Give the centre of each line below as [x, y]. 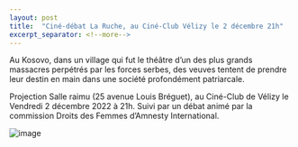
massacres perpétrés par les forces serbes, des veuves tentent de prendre [148, 69]
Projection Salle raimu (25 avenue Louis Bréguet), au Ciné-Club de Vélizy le [149, 96]
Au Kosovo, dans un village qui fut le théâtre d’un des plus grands [131, 60]
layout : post [34, 18]
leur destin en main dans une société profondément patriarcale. [127, 79]
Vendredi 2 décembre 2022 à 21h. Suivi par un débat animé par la [131, 106]
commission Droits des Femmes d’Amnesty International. [114, 116]
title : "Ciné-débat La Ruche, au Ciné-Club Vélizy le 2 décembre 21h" [146, 26]
